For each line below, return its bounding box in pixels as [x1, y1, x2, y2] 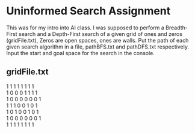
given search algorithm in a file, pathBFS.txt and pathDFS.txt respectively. [6, 43, 190, 50]
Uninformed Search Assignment [6, 4, 171, 18]
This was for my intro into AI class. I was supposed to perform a [6, 24, 164, 31]
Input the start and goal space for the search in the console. [6, 49, 155, 56]
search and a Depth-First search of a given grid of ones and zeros [18, 30, 182, 37]
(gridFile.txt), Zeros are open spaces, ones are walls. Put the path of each [6, 37, 189, 44]
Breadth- [165, 24, 188, 31]
